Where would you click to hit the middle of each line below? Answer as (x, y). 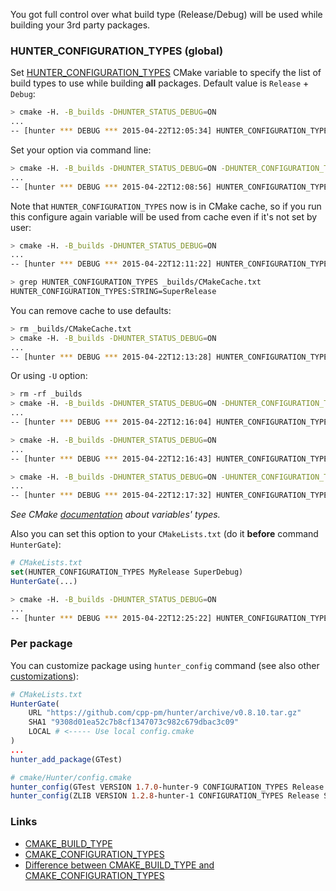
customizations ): (44, 676)
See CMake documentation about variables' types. (115, 515)
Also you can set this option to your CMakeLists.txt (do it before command (164, 534)
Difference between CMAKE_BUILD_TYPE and (119, 865)
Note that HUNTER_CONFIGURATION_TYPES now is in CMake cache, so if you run (166, 206)
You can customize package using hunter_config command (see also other (165, 665)
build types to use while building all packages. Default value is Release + (160, 83)
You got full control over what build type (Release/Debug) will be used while (166, 14)
